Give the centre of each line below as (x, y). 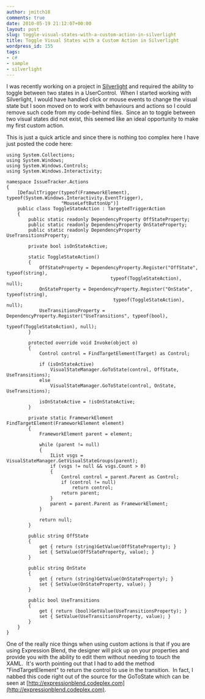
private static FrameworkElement (71, 418)
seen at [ (17, 683)
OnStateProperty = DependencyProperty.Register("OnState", (116, 289)
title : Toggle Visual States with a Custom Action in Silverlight (93, 40)
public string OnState (57, 568)
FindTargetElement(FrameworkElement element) (65, 424)
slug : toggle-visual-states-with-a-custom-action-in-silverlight (91, 35)
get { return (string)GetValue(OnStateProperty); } (106, 579)
